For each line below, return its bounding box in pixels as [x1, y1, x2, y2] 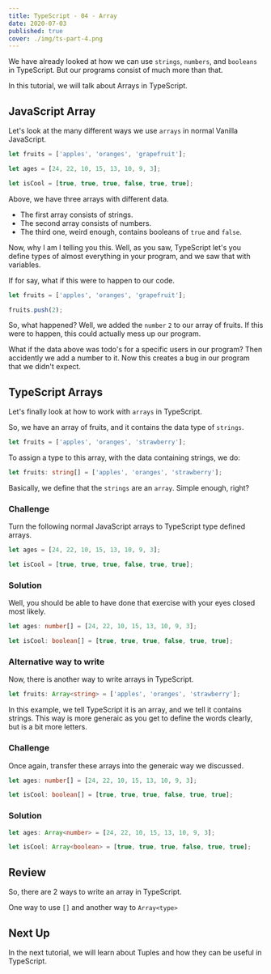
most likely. [8, 606, 46, 616]
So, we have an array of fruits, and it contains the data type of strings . [8, 423, 244, 432]
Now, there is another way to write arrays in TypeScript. [8, 674, 194, 684]
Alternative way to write [8, 657, 105, 668]
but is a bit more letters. [8, 722, 87, 732]
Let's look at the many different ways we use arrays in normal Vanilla [8, 126, 239, 136]
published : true [8, 27, 63, 35]
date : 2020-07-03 [8, 19, 67, 28]
